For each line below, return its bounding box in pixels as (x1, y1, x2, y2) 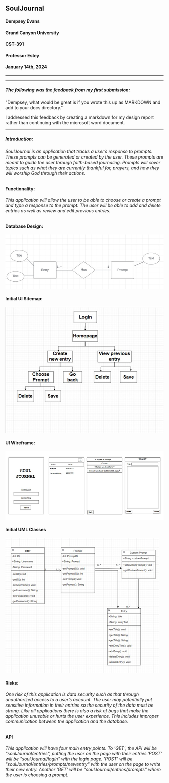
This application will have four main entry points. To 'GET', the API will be (5, 745, 157, 751)
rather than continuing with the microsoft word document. (5, 119, 125, 125)
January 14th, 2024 (5, 64, 47, 70)
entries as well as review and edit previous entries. (5, 208, 111, 214)
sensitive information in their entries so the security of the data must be (5, 702, 154, 709)
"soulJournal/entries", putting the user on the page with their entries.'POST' (5, 751, 162, 757)
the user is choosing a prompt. (5, 772, 69, 778)
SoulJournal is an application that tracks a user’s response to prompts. (5, 148, 153, 154)
